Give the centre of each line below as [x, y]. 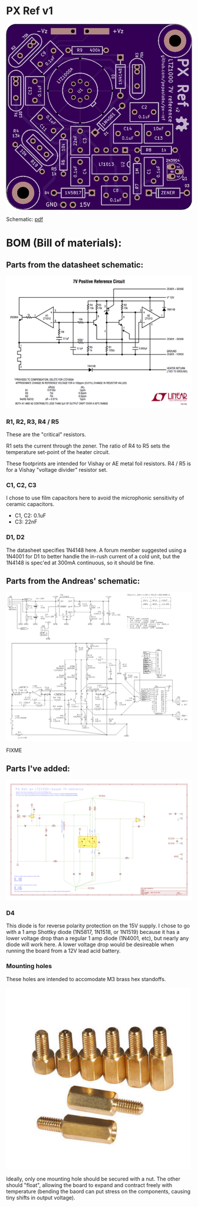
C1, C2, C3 [21, 485]
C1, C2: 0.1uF [30, 516]
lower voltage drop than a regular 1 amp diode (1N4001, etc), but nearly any [98, 938]
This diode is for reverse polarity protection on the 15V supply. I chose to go [98, 926]
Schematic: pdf [24, 219]
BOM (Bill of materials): [64, 243]
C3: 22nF [26, 522]
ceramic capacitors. [30, 504]
